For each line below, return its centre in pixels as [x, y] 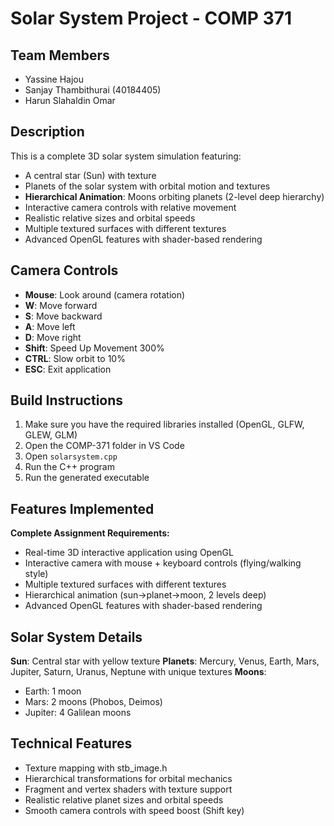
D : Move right [53, 337]
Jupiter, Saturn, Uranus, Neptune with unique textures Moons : [138, 672]
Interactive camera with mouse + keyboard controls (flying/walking [163, 563]
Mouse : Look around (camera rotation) [105, 294]
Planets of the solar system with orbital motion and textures [147, 186]
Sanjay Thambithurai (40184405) [93, 90]
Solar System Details [76, 637]
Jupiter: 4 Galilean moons [78, 713]
